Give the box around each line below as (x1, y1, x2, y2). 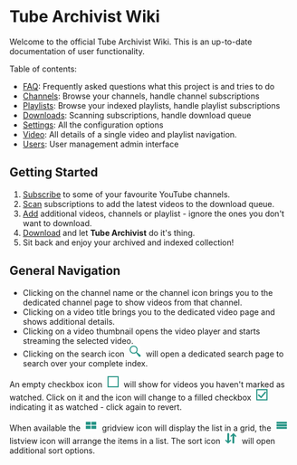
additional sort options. (9, 445, 96, 456)
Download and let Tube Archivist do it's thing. (22, 227, 196, 238)
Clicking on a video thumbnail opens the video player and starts (22, 326, 261, 337)
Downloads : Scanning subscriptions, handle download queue (22, 109, 252, 120)
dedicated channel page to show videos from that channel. (22, 297, 243, 308)
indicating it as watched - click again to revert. (9, 401, 183, 413)
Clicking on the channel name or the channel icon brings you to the (22, 287, 273, 298)
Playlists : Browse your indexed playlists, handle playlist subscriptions (22, 100, 281, 110)
